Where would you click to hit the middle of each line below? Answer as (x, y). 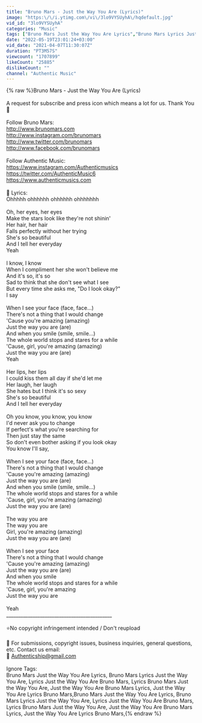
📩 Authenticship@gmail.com (41, 656)
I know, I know (24, 263)
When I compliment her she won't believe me (62, 270)
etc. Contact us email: (33, 650)
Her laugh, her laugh (32, 385)
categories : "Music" (32, 29)
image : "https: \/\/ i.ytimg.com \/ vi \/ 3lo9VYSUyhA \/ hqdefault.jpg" (90, 17)
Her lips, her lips (26, 372)
